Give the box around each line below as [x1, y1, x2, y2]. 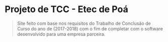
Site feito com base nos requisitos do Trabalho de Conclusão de [17, 20, 151, 26]
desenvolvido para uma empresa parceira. [17, 31, 106, 37]
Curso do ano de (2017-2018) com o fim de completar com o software [17, 25, 163, 31]
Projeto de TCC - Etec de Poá [5, 4, 129, 15]
